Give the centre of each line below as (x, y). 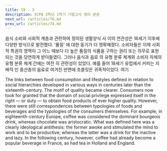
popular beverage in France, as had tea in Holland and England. (70, 143)
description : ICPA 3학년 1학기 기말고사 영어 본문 (53, 14)
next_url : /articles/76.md (33, 19)
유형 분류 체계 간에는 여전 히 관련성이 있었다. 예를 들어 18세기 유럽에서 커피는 (80, 63)
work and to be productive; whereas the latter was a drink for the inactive (81, 133)
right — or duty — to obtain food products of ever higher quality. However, (82, 101)
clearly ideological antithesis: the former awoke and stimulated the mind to (82, 127)
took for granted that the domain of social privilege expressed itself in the (81, 96)
